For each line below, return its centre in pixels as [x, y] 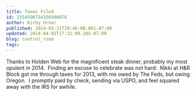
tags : [13, 45]
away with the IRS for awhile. [41, 87]
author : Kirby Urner [32, 23]
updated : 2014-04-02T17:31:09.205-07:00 [57, 34]
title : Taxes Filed [30, 12]
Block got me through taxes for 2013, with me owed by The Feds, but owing [98, 74]
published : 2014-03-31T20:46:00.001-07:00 [59, 28]
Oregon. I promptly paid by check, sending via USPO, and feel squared [93, 80]
